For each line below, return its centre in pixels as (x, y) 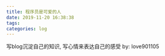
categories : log (27, 29)
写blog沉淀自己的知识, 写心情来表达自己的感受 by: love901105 (83, 46)
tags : (13, 23)
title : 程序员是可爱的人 (34, 12)
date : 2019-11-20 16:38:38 (40, 17)
